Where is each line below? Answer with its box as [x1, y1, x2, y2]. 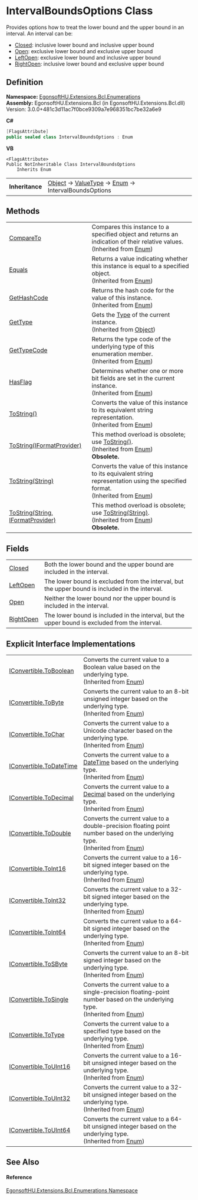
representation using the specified [91, 477, 187, 485]
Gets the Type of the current [91, 311, 170, 319]
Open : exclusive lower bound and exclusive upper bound [14, 47, 153, 54]
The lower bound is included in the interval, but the [44, 612, 184, 620]
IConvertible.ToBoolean [9, 666, 74, 675]
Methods [6, 206, 40, 216]
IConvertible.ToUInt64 [9, 1126, 71, 1134]
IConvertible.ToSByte [9, 960, 68, 968]
